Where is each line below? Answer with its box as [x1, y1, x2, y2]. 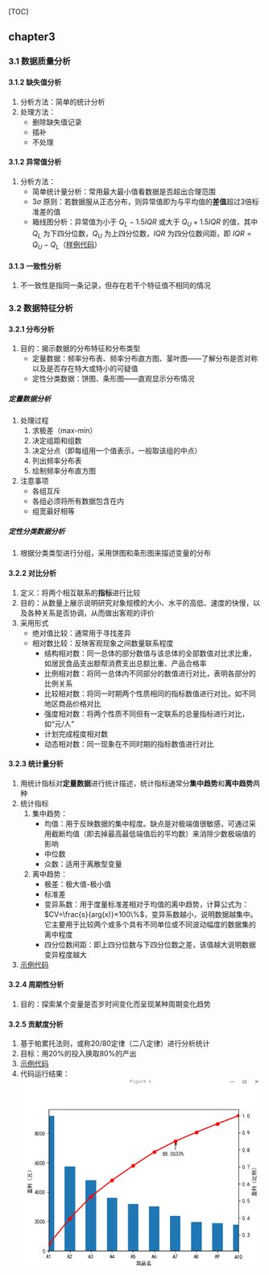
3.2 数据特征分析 [8, 302, 74, 314]
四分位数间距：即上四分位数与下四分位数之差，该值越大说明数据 [43, 940, 256, 949]
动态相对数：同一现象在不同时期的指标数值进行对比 [43, 739, 214, 748]
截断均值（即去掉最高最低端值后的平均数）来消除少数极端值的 [51, 828, 256, 838]
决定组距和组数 [31, 435, 82, 446]
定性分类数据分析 [8, 527, 65, 535]
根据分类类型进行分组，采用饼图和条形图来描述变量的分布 [19, 548, 211, 558]
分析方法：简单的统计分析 [19, 97, 106, 106]
